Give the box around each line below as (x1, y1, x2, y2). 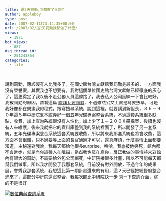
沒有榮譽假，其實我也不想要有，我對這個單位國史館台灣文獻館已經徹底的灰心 (5, 87, 161, 93)
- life (9, 62, 23, 67)
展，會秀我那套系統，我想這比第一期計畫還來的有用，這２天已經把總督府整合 (5, 168, 161, 174)
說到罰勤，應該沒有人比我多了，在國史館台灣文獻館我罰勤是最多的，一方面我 (5, 81, 161, 87)
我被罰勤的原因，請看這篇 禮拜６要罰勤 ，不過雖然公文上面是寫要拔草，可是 (5, 100, 158, 105)
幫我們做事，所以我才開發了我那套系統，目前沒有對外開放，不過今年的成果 (5, 161, 157, 167)
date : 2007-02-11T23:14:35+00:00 (5, 21, 74, 26)
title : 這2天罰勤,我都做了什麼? (5, 7, 64, 12)
